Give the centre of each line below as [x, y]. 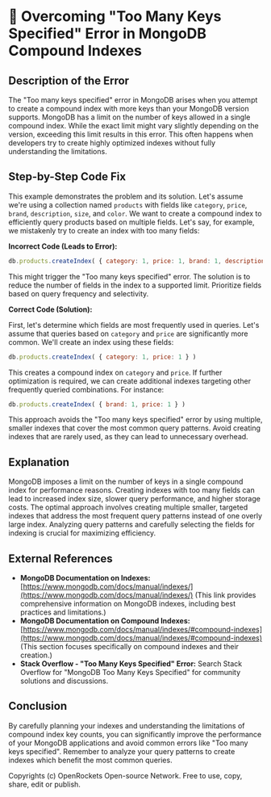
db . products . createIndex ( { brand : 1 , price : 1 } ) [97, 404]
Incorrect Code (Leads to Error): [63, 246]
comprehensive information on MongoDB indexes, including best [128, 604]
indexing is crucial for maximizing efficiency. [82, 533]
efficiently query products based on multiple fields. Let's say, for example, [132, 222]
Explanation [39, 462]
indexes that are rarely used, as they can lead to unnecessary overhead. [128, 437]
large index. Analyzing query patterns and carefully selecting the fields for [132, 525]
